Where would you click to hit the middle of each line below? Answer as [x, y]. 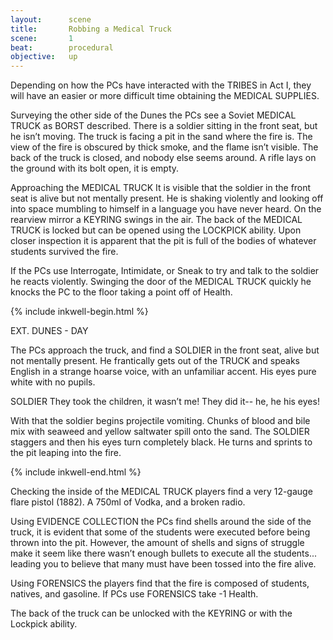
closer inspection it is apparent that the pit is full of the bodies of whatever [163, 241]
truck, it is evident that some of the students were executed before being [160, 532]
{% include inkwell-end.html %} [76, 472]
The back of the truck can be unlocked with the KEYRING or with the [151, 613]
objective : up [44, 57]
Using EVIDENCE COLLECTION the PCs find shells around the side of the [161, 522]
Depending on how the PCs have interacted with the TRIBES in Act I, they [161, 85]
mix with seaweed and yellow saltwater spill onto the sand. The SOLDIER [160, 432]
